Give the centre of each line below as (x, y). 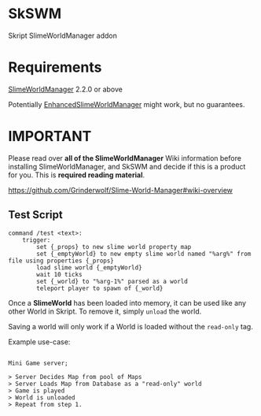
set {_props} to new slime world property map (114, 247)
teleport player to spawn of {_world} (100, 288)
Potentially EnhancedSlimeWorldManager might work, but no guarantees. (127, 104)
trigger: (37, 240)
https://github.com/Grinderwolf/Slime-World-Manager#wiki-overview (121, 190)
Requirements (55, 67)
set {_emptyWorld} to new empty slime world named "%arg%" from (144, 254)
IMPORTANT (50, 137)
